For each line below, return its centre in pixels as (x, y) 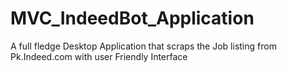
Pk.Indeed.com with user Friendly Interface (99, 56)
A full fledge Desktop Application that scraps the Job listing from (143, 46)
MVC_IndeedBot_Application (132, 18)
